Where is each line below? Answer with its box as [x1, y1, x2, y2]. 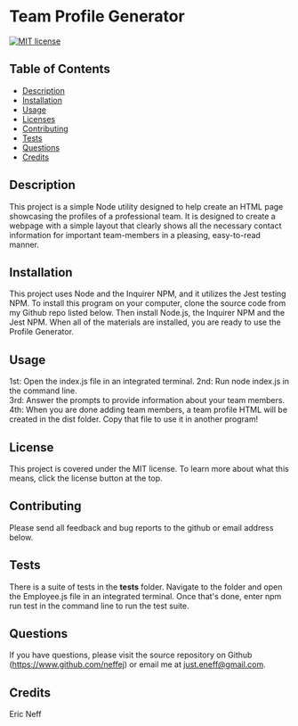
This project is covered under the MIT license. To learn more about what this [9, 464, 289, 474]
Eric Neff [9, 709, 42, 720]
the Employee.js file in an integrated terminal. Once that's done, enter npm [9, 590, 282, 601]
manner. [9, 239, 40, 250]
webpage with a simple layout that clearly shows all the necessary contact [9, 220, 282, 231]
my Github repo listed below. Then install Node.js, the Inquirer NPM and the [9, 308, 286, 318]
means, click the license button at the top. [9, 473, 163, 483]
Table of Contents [9, 62, 111, 77]
